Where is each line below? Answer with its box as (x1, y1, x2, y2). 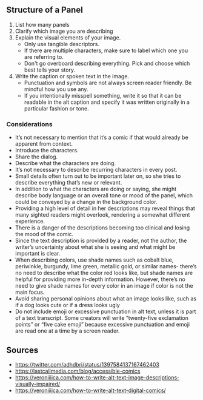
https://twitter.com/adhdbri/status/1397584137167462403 (15, 361, 159, 368)
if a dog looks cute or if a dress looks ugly (15, 302, 120, 309)
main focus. (15, 288, 45, 296)
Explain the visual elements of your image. (15, 33, 121, 41)
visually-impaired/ (15, 380, 61, 387)
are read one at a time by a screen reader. (15, 327, 120, 334)
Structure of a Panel (6, 5, 83, 15)
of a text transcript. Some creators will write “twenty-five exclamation (15, 314, 189, 322)
